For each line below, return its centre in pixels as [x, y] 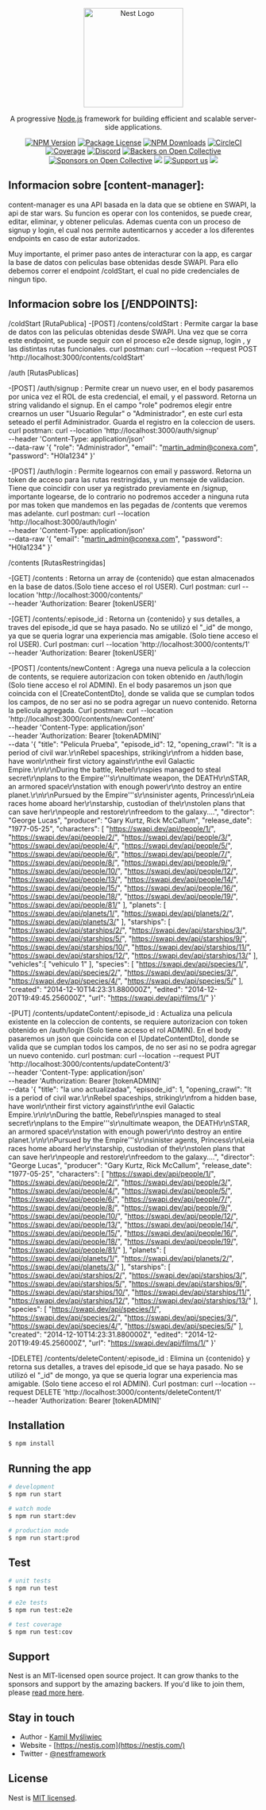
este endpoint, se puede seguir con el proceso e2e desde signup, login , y [130, 340]
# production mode [39, 1530]
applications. [141, 127]
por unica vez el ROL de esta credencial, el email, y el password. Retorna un [133, 396]
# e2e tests [28, 1602]
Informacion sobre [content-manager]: [106, 186]
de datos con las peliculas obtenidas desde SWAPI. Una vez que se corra [128, 332]
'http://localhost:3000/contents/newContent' [81, 718]
